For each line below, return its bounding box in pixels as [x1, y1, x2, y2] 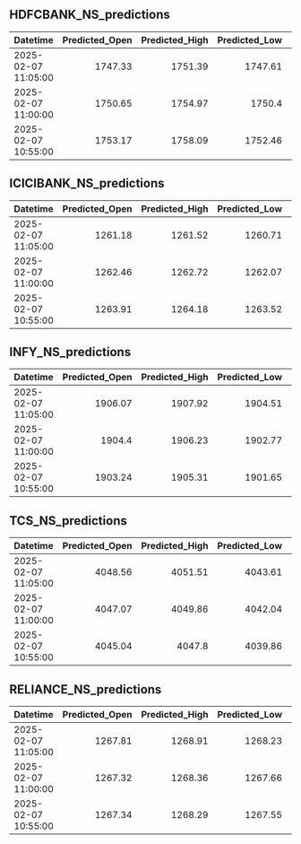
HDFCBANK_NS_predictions [9, 7, 170, 22]
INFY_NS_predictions [9, 344, 132, 360]
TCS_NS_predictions [9, 513, 127, 528]
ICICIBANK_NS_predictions [9, 176, 165, 191]
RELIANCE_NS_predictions [9, 682, 162, 697]
